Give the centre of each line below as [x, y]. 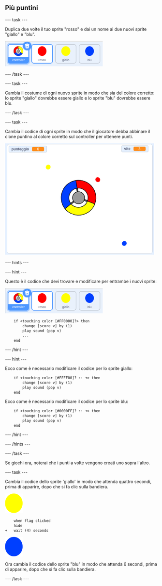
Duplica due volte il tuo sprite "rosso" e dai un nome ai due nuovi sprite [76, 29]
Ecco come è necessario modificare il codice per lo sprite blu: [66, 401]
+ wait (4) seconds [27, 530]
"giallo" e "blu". [20, 34]
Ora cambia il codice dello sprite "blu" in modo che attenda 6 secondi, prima [81, 564]
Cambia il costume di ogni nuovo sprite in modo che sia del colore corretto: [80, 93]
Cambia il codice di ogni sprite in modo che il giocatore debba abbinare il [78, 131]
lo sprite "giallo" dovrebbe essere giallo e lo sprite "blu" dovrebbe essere [78, 98]
